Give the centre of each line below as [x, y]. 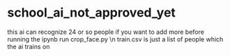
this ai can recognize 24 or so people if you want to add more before [106, 32]
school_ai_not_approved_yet [92, 13]
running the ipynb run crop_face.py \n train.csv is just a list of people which [115, 39]
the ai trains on [29, 46]
